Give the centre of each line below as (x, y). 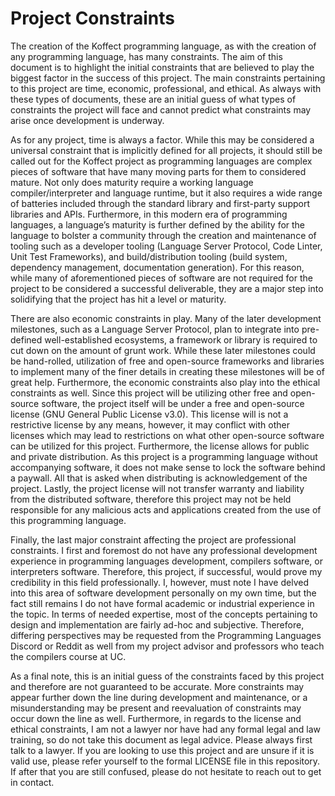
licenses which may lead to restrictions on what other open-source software (167, 435)
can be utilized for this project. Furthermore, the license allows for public (160, 446)
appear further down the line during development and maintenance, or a (159, 697)
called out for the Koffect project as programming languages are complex (161, 161)
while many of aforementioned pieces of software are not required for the (161, 278)
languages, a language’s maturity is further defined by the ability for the (158, 224)
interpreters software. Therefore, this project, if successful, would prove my (166, 571)
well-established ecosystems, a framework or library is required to (181, 339)
